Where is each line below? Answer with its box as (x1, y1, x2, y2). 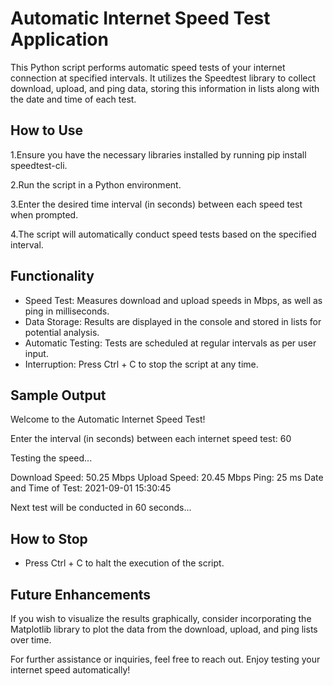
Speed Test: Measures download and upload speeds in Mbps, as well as (24, 294, 323, 306)
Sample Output (10, 387, 107, 404)
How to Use (10, 122, 84, 139)
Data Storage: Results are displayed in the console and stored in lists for (24, 315, 322, 327)
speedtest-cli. (10, 159, 68, 171)
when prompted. (10, 208, 79, 221)
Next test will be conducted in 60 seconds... (10, 502, 192, 514)
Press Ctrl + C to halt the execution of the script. (24, 557, 225, 569)
